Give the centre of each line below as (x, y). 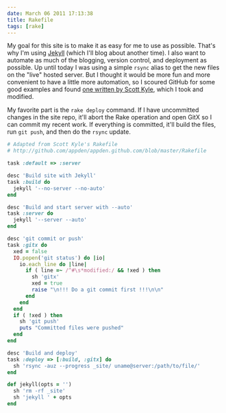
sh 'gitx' (46, 277)
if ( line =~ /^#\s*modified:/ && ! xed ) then (93, 271)
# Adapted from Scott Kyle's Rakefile (62, 145)
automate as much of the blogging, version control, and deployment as (107, 60)
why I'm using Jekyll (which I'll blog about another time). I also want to (106, 53)
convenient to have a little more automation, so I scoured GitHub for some (111, 82)
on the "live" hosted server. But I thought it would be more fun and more (109, 75)
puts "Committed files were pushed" (72, 328)
